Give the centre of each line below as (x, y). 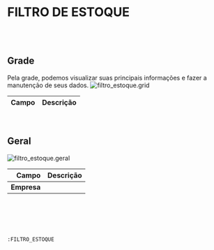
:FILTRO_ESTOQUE (31, 239)
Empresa (26, 187)
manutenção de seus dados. (48, 85)
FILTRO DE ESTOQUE (69, 12)
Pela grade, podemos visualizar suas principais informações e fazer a (107, 78)
